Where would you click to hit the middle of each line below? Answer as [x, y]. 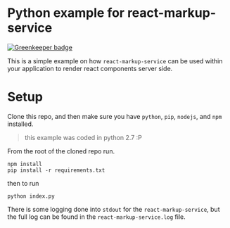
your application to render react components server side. [90, 68]
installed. [20, 124]
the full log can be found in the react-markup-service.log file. [97, 217]
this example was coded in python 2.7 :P [83, 137]
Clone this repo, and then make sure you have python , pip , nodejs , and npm [115, 116]
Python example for [66, 13]
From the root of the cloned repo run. [61, 151]
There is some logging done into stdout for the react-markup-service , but [114, 209]
